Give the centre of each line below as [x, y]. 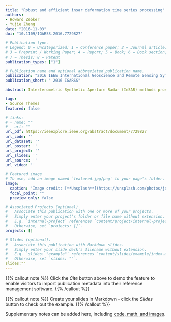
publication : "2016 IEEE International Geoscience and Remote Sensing [82, 76]
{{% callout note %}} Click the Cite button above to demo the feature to [80, 278]
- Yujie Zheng [20, 24]
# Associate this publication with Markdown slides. [65, 245]
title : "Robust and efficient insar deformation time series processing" [85, 10]
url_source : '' [21, 160]
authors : [15, 15]
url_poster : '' [21, 146]
